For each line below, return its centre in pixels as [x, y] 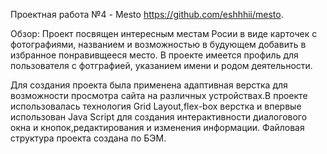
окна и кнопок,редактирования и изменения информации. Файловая [157, 127]
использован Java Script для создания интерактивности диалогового [159, 117]
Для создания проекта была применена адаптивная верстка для [149, 85]
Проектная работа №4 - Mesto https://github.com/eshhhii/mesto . [147, 14]
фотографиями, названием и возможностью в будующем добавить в [158, 44]
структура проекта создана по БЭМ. [88, 138]
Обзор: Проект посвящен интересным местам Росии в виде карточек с [164, 33]
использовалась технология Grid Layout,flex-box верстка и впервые [156, 106]
